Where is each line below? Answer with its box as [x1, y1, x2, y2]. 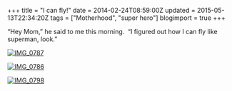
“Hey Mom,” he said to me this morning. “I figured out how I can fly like [7, 28, 218, 36]
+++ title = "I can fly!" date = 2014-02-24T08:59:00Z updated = [7, 6, 196, 14]
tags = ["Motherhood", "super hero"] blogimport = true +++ [50, 14, 226, 22]
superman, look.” [7, 35, 58, 43]
